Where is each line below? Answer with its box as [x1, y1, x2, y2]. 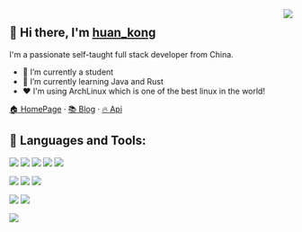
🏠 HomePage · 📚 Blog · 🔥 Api [9, 103, 123, 114]
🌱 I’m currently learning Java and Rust [22, 76, 164, 86]
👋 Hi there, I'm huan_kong [9, 25, 156, 40]
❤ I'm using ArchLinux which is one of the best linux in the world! [22, 85, 265, 96]
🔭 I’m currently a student [22, 67, 114, 77]
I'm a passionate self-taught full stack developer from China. [9, 49, 234, 59]
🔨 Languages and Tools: [9, 133, 147, 148]
